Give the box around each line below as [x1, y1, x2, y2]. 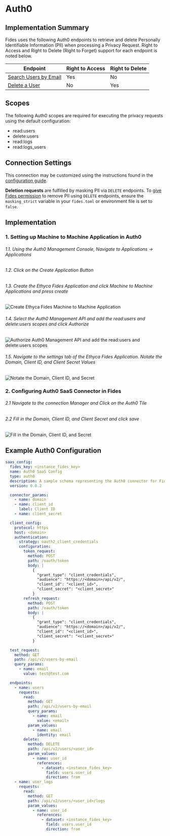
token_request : [23, 549, 56, 554]
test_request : [10, 648, 39, 653]
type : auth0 [10, 474, 35, 479]
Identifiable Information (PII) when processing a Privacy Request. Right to [5, 42, 158, 48]
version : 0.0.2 [10, 483, 42, 488]
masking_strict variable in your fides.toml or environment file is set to [5, 198, 153, 204]
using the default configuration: [5, 118, 71, 124]
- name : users [14, 685, 44, 690]
